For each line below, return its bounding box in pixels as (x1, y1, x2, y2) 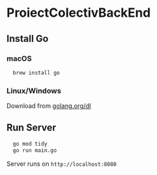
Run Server (6, 122, 57, 134)
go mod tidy (13, 140, 48, 147)
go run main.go (13, 146, 57, 154)
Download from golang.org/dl (6, 102, 91, 110)
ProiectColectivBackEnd (6, 5, 151, 21)
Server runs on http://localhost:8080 (6, 159, 117, 168)
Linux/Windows (6, 86, 61, 96)
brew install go (13, 69, 60, 76)
